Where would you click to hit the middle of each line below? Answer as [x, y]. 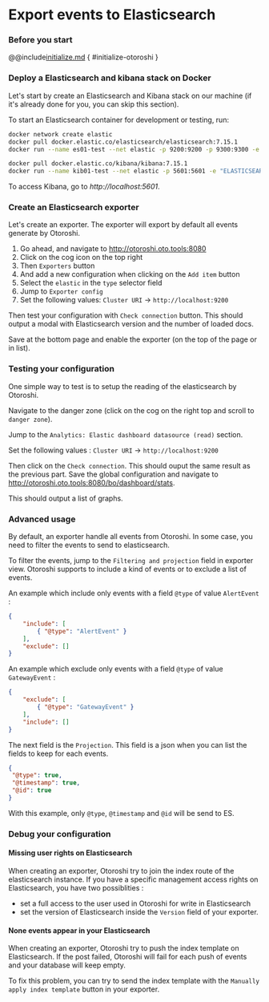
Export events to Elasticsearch [112, 15]
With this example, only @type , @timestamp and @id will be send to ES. [121, 813]
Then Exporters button [57, 266]
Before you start [40, 40]
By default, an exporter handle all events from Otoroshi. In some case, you [131, 537]
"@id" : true [32, 791]
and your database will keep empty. [67, 965]
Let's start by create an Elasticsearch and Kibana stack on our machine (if [130, 95]
